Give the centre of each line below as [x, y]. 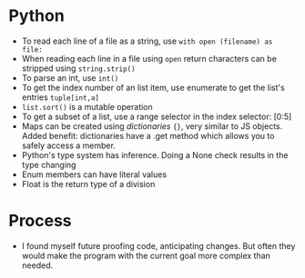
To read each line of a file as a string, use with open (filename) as [147, 41]
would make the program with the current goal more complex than [146, 255]
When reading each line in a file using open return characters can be [149, 58]
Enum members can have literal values [94, 174]
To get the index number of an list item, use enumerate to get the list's [153, 87]
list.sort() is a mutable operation [87, 106]
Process [40, 221]
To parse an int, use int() [70, 77]
